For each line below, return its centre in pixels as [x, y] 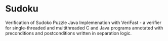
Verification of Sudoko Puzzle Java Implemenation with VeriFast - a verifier [83, 22]
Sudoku [22, 9]
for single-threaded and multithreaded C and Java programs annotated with [84, 27]
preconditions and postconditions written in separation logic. [69, 33]
